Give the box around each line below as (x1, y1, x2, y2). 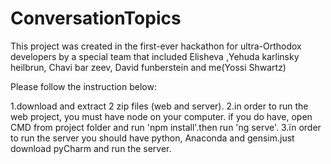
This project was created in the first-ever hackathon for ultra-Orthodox (10, 40, 302, 52)
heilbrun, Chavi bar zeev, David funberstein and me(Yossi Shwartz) (10, 61, 287, 73)
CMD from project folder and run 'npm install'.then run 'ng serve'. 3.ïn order (10, 121, 322, 133)
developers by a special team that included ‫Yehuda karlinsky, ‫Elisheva (10, 50, 300, 62)
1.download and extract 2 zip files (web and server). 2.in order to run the (10, 100, 309, 112)
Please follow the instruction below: (10, 80, 157, 92)
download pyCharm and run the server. (10, 142, 172, 154)
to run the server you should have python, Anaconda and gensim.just (10, 132, 295, 144)
